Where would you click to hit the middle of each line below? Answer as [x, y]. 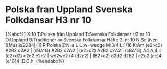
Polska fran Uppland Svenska [69, 9]
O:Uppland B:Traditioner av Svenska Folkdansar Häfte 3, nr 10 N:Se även [82, 40]
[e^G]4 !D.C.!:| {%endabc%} [35, 61]
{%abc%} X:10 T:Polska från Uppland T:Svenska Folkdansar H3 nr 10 [78, 34]
